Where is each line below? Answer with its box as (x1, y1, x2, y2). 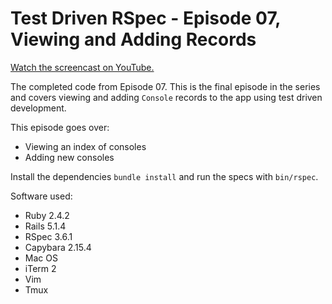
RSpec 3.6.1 (24, 230, 73, 242)
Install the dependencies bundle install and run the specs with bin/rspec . (10, 170, 319, 182)
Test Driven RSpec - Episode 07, (10, 7, 281, 30)
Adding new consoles (24, 151, 115, 163)
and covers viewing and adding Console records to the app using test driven (10, 91, 323, 103)
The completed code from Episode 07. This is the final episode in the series (10, 80, 321, 92)
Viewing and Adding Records (10, 28, 257, 51)
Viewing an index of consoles (24, 140, 147, 152)
